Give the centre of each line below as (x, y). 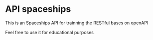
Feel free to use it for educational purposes (49, 32)
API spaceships (38, 9)
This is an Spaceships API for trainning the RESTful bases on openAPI (77, 23)
